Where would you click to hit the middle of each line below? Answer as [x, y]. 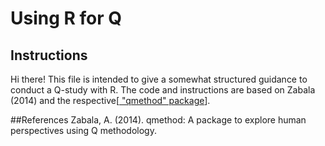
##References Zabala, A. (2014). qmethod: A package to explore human [158, 120]
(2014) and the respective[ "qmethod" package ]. [110, 100]
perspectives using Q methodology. [83, 130]
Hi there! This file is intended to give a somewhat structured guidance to [159, 79]
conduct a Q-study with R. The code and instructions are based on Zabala [163, 90]
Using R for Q [66, 18]
